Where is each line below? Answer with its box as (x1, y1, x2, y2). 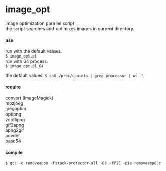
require (5, 84, 21, 90)
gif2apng (5, 122, 24, 128)
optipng (5, 111, 22, 117)
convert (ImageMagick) (5, 95, 54, 101)
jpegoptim (5, 106, 26, 112)
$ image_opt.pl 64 (5, 64, 44, 69)
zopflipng (5, 117, 25, 123)
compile (5, 149, 23, 155)
